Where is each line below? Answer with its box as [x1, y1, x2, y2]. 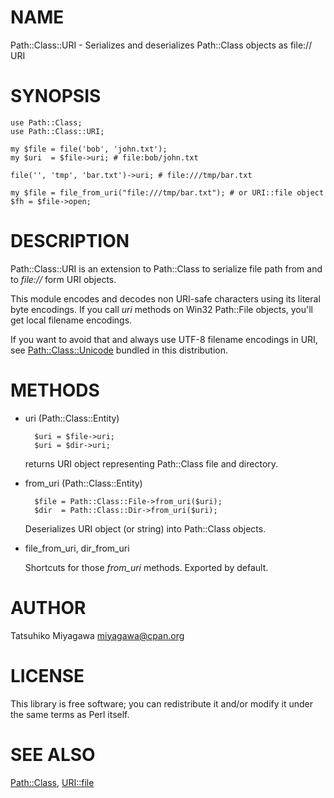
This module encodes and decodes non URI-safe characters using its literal [10, 292, 321, 305]
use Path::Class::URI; [10, 126, 105, 136]
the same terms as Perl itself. [10, 708, 130, 720]
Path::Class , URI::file [10, 776, 95, 788]
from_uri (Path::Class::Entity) [24, 477, 143, 489]
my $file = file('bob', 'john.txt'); [10, 144, 168, 154]
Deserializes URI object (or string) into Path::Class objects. [24, 522, 267, 535]
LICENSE [10, 664, 85, 687]
